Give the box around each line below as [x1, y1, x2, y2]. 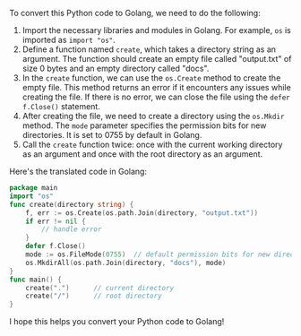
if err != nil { [25, 217, 87, 226]
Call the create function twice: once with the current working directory [21, 139, 283, 150]
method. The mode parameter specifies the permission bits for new [21, 120, 267, 131]
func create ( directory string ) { [9, 200, 134, 209]
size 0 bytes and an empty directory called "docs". [21, 63, 210, 73]
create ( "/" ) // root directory [25, 291, 163, 301]
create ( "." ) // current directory [25, 283, 175, 292]
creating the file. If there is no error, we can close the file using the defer [21, 91, 291, 102]
